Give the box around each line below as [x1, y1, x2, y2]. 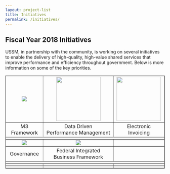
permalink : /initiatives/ [5, 17, 60, 22]
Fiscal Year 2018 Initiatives [5, 35, 92, 44]
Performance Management [46, 129, 110, 136]
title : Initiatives [5, 12, 47, 17]
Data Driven [64, 123, 93, 130]
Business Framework [53, 153, 104, 160]
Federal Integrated [56, 147, 100, 154]
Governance [10, 150, 39, 157]
